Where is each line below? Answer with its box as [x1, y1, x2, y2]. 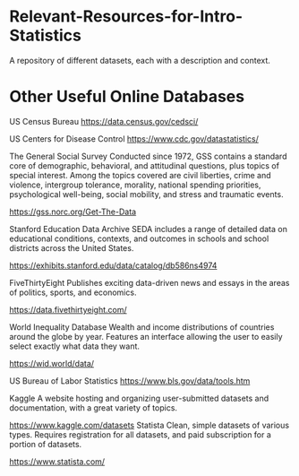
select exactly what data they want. [9, 341, 141, 351]
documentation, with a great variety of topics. [9, 402, 177, 413]
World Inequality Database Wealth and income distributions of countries [9, 321, 275, 333]
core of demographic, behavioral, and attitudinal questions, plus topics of [9, 160, 280, 171]
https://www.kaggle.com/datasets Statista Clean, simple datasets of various [9, 420, 289, 430]
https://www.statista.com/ [9, 455, 106, 467]
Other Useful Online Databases [9, 87, 244, 107]
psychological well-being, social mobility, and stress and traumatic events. [9, 188, 284, 199]
